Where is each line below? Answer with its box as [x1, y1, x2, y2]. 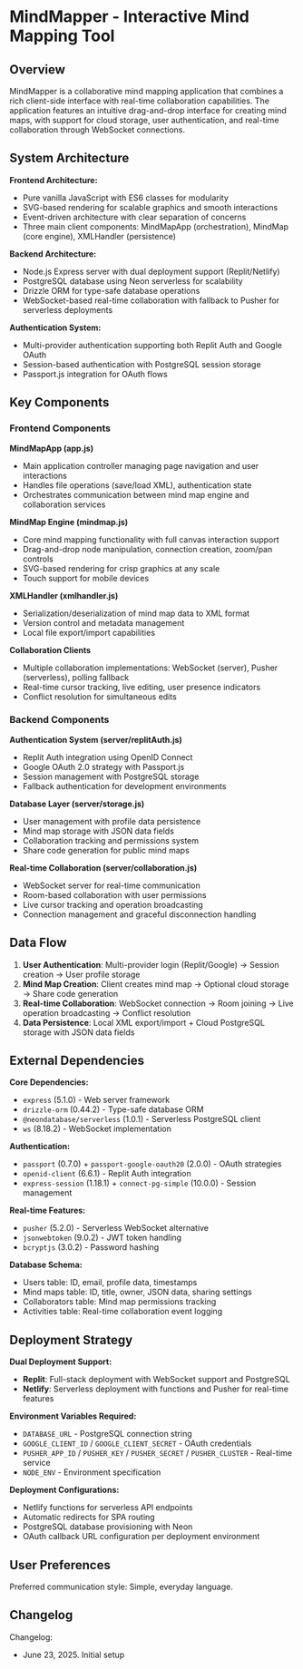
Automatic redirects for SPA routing [22, 1512, 156, 1523]
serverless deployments [22, 304, 113, 315]
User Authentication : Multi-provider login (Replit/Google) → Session [22, 959, 279, 970]
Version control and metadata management [22, 617, 185, 628]
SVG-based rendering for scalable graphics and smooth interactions [22, 201, 279, 212]
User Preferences [9, 1557, 111, 1573]
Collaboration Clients [9, 644, 92, 655]
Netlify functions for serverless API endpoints [22, 1502, 193, 1513]
